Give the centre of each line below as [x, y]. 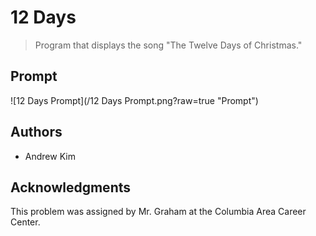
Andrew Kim [50, 156]
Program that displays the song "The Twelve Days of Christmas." [168, 45]
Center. [25, 222]
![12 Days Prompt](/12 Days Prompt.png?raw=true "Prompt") [134, 100]
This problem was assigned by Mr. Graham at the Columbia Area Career [158, 212]
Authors [36, 132]
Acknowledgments [71, 187]
